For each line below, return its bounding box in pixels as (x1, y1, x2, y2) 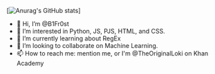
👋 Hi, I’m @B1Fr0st (16, 20, 70, 27)
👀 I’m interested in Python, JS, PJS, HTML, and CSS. (16, 27, 165, 35)
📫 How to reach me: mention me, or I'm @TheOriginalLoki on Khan (16, 49, 209, 58)
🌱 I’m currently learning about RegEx (16, 34, 122, 42)
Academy (16, 59, 44, 67)
